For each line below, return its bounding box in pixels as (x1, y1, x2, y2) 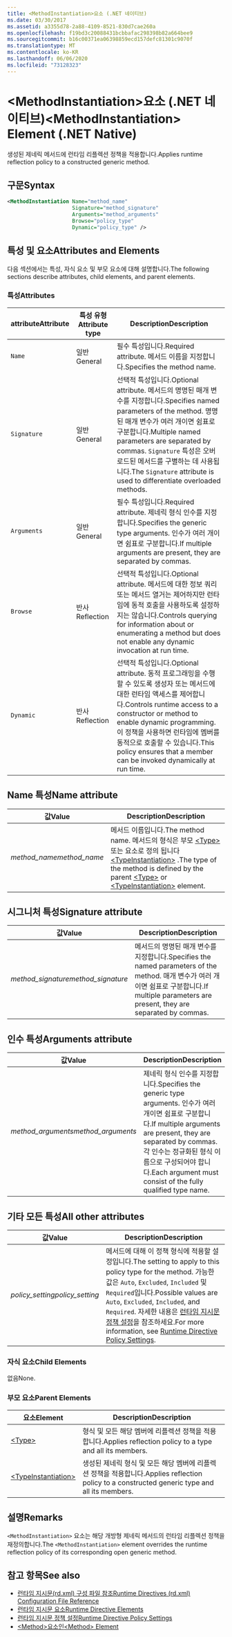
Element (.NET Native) (7, 126, 137, 142)
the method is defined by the (110, 864, 204, 873)
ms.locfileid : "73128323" (7, 62, 81, 69)
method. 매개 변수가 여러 (134, 971, 212, 981)
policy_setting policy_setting (10, 1290, 99, 1300)
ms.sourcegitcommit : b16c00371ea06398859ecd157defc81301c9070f (7, 36, 193, 43)
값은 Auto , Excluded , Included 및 (106, 1278, 207, 1287)
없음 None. (7, 1374, 36, 1382)
